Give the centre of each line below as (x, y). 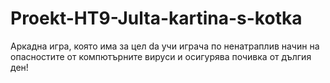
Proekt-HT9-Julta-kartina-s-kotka (156, 18)
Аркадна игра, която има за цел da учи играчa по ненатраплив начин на (165, 46)
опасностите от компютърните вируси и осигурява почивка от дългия (161, 56)
